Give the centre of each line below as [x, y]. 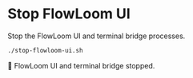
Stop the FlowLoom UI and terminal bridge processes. [96, 36]
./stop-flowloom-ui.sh [45, 50]
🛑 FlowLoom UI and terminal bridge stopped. [81, 65]
